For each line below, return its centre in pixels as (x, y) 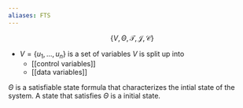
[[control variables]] (63, 64)
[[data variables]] (59, 73)
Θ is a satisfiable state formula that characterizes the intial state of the (121, 88)
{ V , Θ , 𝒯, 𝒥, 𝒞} (132, 38)
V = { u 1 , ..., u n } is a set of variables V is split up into (102, 54)
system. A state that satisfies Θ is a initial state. (85, 96)
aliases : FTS (29, 15)
